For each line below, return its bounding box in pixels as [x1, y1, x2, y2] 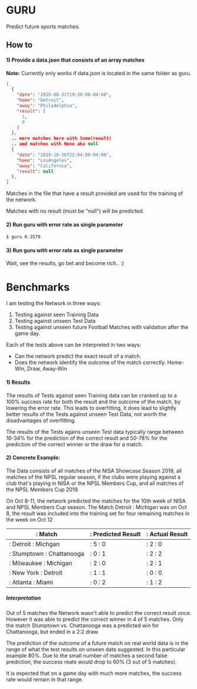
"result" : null [16, 168, 54, 174]
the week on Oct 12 [6, 516, 53, 523]
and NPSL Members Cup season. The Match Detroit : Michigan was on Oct [6, 503, 187, 510]
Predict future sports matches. [6, 23, 81, 30]
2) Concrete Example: [6, 454, 61, 461]
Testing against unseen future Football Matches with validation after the [14, 324, 189, 331]
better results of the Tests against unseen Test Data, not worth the [6, 410, 166, 417]
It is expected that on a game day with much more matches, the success [6, 670, 182, 677]
